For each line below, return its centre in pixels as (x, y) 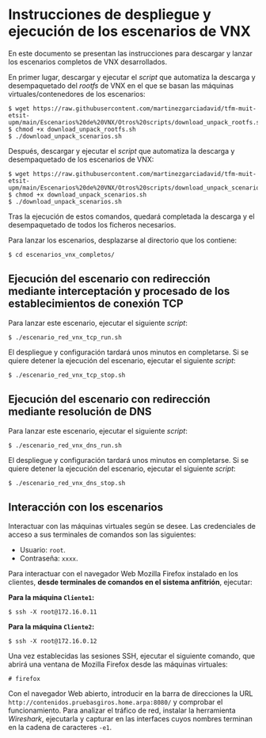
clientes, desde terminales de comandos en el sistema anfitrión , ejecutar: (130, 582)
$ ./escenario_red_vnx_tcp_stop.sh (67, 375)
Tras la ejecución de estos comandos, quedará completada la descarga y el (131, 216)
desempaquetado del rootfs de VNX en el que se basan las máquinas (121, 86)
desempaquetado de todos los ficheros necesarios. (92, 224)
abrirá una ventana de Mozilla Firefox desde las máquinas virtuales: (118, 664)
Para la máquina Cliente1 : (51, 598)
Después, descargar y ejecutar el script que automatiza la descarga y (122, 151)
